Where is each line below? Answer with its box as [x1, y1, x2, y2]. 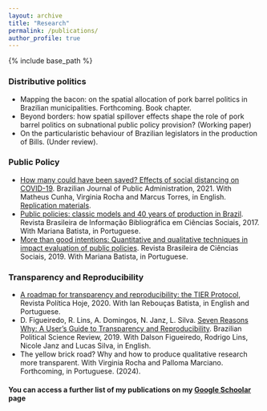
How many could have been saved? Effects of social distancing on [19, 175, 240, 184]
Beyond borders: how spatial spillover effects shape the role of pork [19, 111, 245, 121]
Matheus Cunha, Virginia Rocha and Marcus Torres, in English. [19, 191, 227, 201]
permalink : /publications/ [8, 26, 99, 34]
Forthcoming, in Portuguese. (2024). [19, 366, 141, 377]
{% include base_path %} [8, 56, 93, 66]
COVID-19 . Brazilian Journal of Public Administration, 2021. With [19, 183, 232, 193]
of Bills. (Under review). [19, 137, 99, 147]
